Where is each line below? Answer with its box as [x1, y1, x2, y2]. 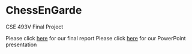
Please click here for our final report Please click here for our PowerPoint [5, 34, 187, 42]
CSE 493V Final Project [5, 23, 64, 30]
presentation [5, 41, 37, 48]
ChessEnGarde [5, 4, 82, 17]
